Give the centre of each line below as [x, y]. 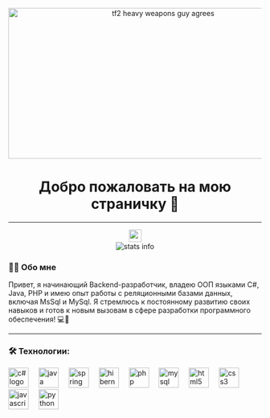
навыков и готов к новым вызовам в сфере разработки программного [130, 310]
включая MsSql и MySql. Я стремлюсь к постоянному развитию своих [129, 302]
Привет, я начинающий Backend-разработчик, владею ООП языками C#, [134, 285]
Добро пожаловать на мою [135, 187]
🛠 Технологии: [39, 351]
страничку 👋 [135, 204]
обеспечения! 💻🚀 [39, 319]
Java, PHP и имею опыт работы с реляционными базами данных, [121, 293]
